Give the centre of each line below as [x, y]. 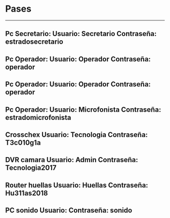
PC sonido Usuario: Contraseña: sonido [69, 211]
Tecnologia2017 [31, 168]
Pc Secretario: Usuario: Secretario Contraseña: [81, 34]
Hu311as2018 [27, 193]
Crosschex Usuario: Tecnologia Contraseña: [77, 134]
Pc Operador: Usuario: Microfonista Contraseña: [83, 110]
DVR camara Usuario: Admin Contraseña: [72, 160]
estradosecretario [34, 42]
